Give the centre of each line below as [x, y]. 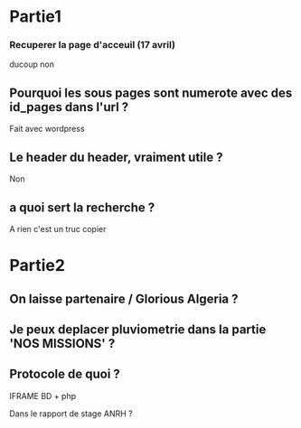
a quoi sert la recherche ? [82, 207]
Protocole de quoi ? [65, 374]
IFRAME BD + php [43, 395]
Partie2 [38, 266]
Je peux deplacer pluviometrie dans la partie [138, 329]
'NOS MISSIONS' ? [62, 344]
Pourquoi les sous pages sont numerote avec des [151, 93]
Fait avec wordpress [47, 129]
